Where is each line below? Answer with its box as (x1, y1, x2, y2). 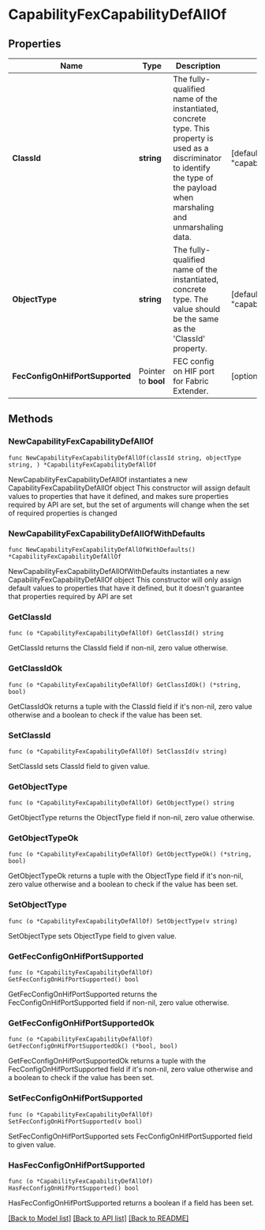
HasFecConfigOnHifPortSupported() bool (8, 1184, 140, 1192)
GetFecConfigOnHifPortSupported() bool (8, 976, 140, 984)
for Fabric (173, 376, 209, 386)
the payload (173, 182, 217, 193)
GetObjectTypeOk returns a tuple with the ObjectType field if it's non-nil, (8, 871, 244, 881)
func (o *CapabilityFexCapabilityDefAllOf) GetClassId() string (8, 629, 224, 637)
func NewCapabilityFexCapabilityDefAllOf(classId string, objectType (8, 454, 242, 462)
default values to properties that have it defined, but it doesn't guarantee (8, 583, 244, 593)
